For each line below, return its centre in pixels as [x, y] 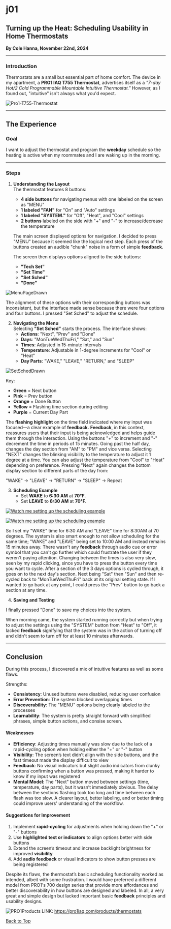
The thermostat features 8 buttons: [50, 190]
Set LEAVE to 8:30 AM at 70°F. [54, 501]
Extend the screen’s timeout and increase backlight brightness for [82, 848]
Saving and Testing [34, 600]
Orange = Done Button [37, 401]
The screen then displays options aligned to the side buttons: [77, 257]
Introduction [21, 66]
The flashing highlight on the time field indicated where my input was [79, 422]
